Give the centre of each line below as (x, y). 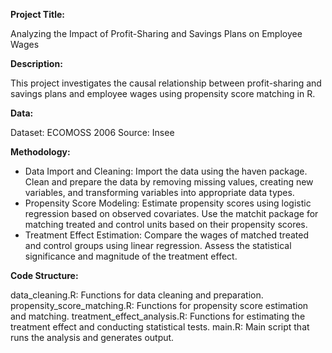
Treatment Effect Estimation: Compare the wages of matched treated (166, 235)
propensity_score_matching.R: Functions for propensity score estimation (159, 305)
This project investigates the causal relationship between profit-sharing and (166, 83)
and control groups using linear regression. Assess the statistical (158, 245)
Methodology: (40, 152)
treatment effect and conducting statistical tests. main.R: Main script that (160, 327)
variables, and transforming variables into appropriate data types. (159, 192)
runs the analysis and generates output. (92, 337)
